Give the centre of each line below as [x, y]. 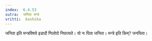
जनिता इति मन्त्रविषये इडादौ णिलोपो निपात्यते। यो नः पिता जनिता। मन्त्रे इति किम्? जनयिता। [76, 33]
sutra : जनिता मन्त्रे [22, 14]
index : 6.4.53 [21, 10]
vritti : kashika [23, 19]
